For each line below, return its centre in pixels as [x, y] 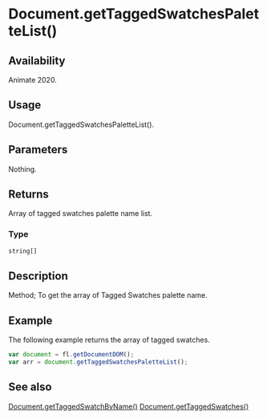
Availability [37, 61]
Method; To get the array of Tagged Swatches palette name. [108, 295]
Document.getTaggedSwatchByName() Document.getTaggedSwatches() [129, 406]
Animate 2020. [33, 80]
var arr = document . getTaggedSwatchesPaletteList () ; [98, 362]
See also [30, 387]
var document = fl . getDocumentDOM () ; [71, 355]
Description [38, 276]
